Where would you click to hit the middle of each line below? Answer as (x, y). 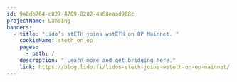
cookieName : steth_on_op (56, 41)
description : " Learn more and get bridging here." (98, 61)
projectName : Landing (39, 21)
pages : (29, 47)
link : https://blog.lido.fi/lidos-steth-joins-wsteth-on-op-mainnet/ (125, 67)
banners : (20, 27)
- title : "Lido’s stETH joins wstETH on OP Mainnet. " (96, 34)
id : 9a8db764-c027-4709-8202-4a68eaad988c (70, 14)
